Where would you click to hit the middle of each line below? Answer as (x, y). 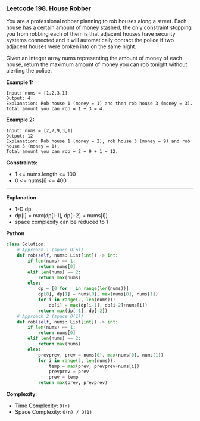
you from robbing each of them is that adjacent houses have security (91, 34)
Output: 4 (18, 99)
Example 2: (20, 120)
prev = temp (63, 377)
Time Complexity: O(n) (42, 406)
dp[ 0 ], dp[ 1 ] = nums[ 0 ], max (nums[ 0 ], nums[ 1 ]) (98, 294)
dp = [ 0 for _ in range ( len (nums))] (83, 289)
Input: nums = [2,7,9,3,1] (40, 131)
